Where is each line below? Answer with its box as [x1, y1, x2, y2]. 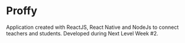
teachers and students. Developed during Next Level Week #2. [6, 29, 158, 37]
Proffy [6, 4, 38, 18]
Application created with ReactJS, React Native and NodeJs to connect [6, 24, 179, 31]
